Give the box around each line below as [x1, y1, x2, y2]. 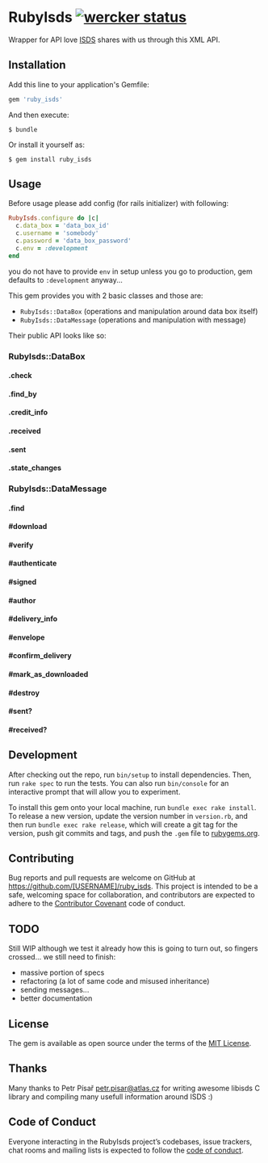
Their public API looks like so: [8, 330, 107, 340]
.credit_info [8, 408, 48, 418]
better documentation [19, 993, 93, 1003]
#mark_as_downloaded [8, 670, 89, 679]
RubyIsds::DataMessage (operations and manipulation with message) [19, 315, 246, 325]
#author [8, 595, 36, 605]
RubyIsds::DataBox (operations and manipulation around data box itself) [19, 306, 258, 316]
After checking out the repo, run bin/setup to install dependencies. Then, [8, 770, 252, 779]
